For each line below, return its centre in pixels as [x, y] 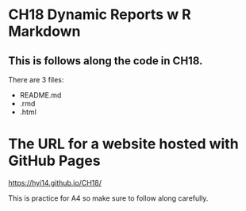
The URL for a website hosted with [124, 144]
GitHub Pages [54, 161]
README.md [40, 95]
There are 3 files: [36, 80]
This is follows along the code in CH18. [106, 61]
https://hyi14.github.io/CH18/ [55, 182]
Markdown [44, 31]
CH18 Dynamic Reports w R [100, 15]
